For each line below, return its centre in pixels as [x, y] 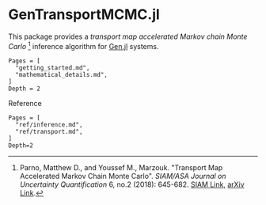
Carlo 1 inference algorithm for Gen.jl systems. [84, 45]
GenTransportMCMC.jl [84, 15]
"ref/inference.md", [49, 124]
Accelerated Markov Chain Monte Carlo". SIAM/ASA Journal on [123, 176]
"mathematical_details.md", [62, 74]
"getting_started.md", [53, 68]
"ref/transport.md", [49, 131]
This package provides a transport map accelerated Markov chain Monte [128, 36]
